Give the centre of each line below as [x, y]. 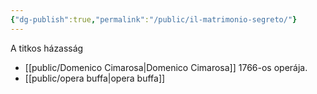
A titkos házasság [47, 48]
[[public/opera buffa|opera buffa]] [95, 78]
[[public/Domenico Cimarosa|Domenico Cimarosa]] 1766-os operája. [166, 67]
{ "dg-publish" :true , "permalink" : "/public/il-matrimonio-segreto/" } [154, 19]
